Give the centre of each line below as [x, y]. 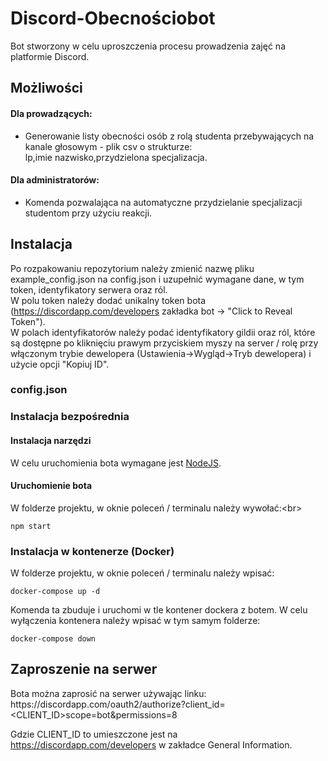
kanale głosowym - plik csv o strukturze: [108, 146]
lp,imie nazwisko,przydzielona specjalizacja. [116, 157]
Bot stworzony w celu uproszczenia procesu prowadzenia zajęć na [148, 46]
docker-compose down [53, 639]
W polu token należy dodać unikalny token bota [108, 300]
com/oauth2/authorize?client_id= [157, 704]
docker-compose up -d [55, 592]
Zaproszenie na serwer [84, 669]
